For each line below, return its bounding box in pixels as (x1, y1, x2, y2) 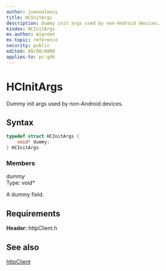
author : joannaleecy (6, 8, 59, 15)
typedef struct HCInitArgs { (6, 134, 80, 140)
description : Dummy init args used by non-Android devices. (6, 20, 161, 26)
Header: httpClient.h (6, 224, 57, 232)
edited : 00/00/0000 (6, 48, 56, 54)
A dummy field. (6, 191, 44, 198)
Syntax (6, 117, 34, 128)
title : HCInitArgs (6, 15, 53, 21)
